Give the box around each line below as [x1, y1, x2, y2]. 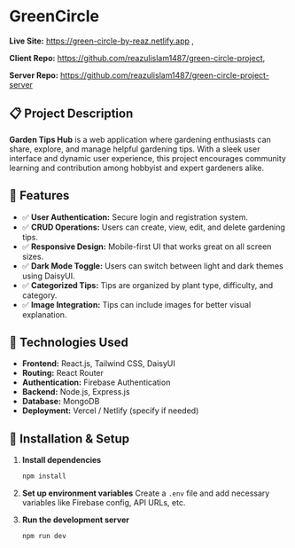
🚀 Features [9, 188, 70, 203]
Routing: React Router [21, 368, 105, 379]
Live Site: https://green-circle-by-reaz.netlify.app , [9, 35, 195, 46]
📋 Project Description [9, 106, 134, 121]
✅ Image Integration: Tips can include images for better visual [21, 299, 252, 309]
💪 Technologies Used [9, 334, 128, 349]
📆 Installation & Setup [9, 431, 130, 446]
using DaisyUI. [21, 270, 75, 281]
